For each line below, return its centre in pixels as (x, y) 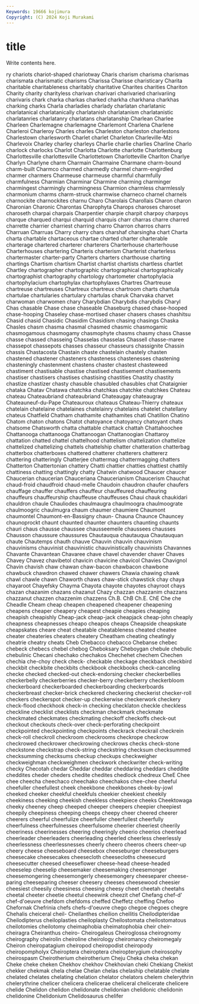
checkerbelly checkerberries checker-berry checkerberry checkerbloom (95, 680)
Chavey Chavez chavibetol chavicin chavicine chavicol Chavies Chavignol (97, 561)
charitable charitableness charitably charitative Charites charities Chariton (97, 87)
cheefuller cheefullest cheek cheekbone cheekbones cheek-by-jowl (90, 788)
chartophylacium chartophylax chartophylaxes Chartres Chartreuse (89, 283)
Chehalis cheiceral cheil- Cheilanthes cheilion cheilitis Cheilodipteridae (93, 914)
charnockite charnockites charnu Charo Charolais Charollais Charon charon (99, 201)
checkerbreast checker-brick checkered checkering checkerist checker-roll (99, 693)
